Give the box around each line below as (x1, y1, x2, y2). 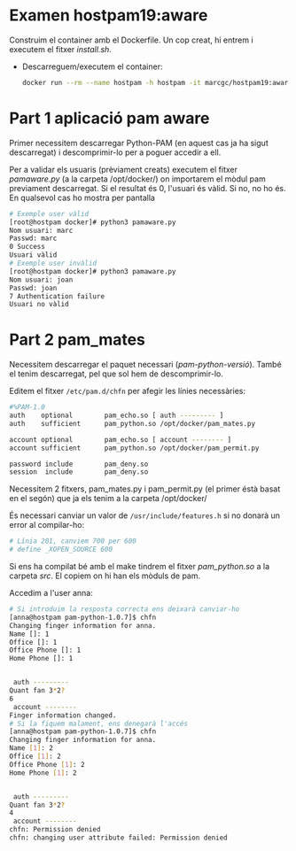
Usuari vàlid (9, 251, 58, 259)
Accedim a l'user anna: (9, 588, 93, 599)
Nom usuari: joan (9, 275, 74, 284)
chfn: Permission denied (9, 825, 101, 834)
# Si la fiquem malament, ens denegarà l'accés (9, 719, 189, 728)
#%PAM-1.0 (9, 403, 46, 412)
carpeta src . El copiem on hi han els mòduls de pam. (9, 570, 201, 581)
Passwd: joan (9, 283, 58, 292)
